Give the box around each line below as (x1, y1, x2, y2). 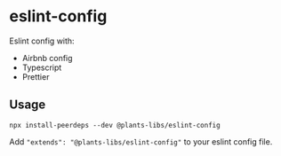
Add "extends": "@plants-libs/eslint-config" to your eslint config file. (9, 136, 273, 147)
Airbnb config (21, 52, 73, 63)
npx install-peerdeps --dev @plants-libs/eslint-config (9, 121, 221, 129)
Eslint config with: (9, 35, 75, 46)
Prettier (21, 71, 50, 82)
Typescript (21, 62, 62, 73)
